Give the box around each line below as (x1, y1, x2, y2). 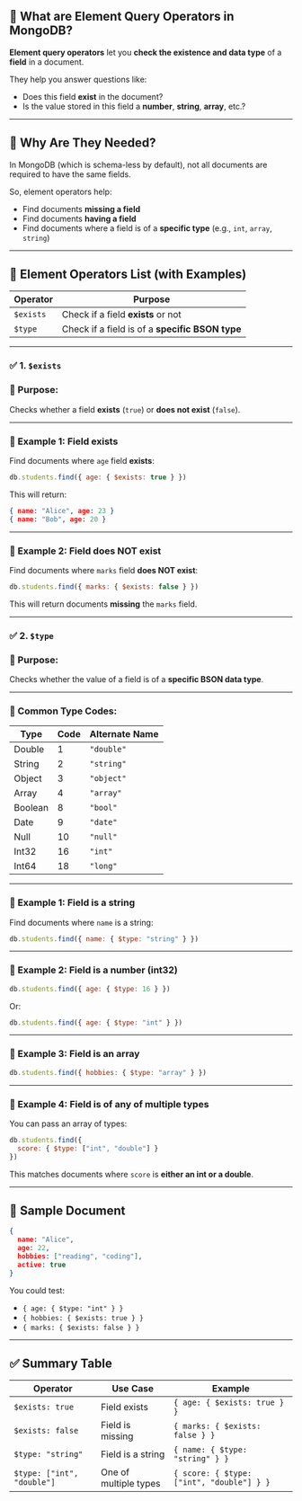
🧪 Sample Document (9, 1203, 126, 1218)
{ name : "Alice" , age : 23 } (9, 506, 115, 515)
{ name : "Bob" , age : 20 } (9, 514, 106, 524)
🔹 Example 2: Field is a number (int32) (9, 964, 178, 976)
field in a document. (9, 56, 84, 67)
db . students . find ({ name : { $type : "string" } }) (9, 934, 200, 944)
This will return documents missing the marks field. (9, 599, 198, 609)
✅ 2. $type (9, 629, 54, 642)
